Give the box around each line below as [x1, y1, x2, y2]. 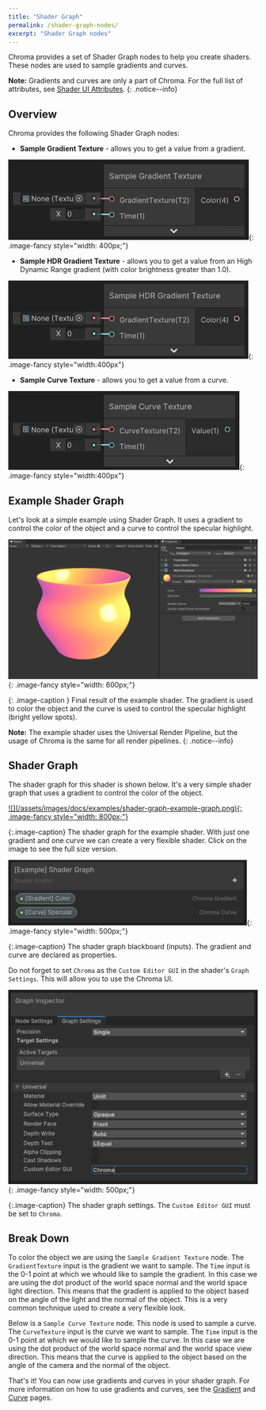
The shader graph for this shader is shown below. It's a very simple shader [8, 780, 252, 789]
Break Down [8, 1232, 70, 1245]
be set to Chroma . [8, 1209, 63, 1218]
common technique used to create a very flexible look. [8, 1303, 186, 1312]
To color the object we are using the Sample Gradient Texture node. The [8, 1253, 245, 1262]
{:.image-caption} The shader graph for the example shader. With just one [8, 827, 250, 837]
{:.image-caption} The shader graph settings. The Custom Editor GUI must [8, 1200, 251, 1209]
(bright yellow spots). [8, 712, 78, 722]
